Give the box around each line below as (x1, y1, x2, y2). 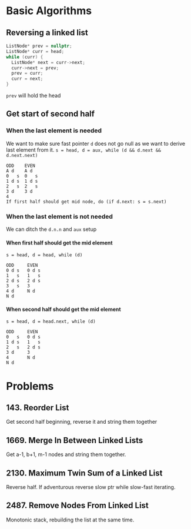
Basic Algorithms (6, 4, 92, 18)
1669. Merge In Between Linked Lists (6, 435, 143, 445)
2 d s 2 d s (6, 278, 41, 284)
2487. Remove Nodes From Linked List (6, 501, 149, 511)
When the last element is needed (6, 126, 102, 135)
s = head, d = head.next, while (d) (6, 319, 96, 324)
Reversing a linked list (6, 28, 88, 38)
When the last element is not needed (6, 212, 113, 220)
